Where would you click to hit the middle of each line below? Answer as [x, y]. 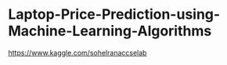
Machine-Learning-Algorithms [110, 31]
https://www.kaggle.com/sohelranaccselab [77, 52]
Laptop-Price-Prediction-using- [114, 14]
